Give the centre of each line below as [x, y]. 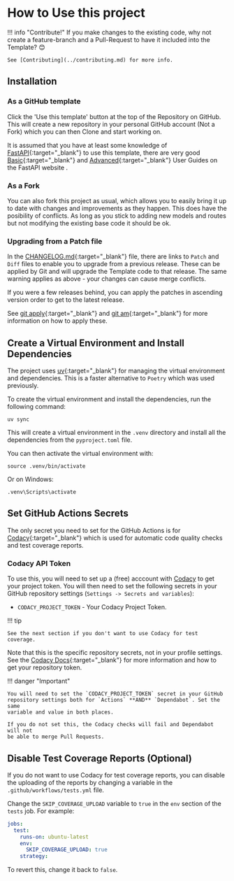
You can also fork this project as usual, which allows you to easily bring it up [117, 200]
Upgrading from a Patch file [55, 241]
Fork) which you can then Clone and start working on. [85, 132]
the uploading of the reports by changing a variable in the [90, 782]
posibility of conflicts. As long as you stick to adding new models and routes [117, 216]
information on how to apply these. [58, 321]
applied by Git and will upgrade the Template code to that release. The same [117, 272]
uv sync [19, 419]
